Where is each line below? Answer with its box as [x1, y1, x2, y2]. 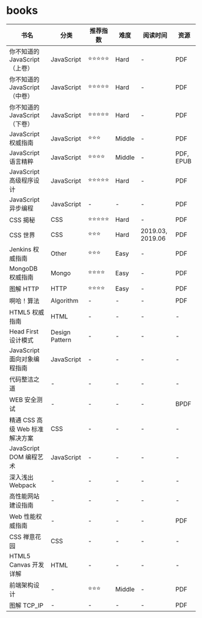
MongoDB [9, 264, 38, 273]
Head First [9, 327, 39, 335]
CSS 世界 [9, 230, 35, 239]
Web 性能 [9, 512, 36, 520]
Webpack [9, 481, 36, 489]
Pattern [50, 335, 72, 344]
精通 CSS [9, 415, 35, 424]
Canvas [9, 560, 31, 569]
